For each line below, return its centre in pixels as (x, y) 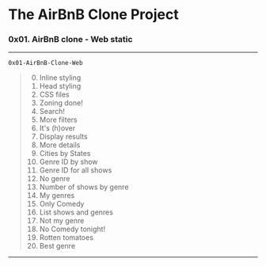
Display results (64, 137)
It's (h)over (57, 128)
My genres (57, 196)
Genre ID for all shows (76, 170)
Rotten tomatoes (66, 237)
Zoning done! (61, 103)
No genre (55, 179)
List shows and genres (76, 212)
